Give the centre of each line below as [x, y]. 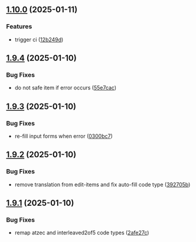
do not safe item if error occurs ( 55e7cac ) [66, 88]
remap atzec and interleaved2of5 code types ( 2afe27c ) [82, 233]
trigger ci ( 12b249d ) [39, 39]
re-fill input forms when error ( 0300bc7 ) [64, 136]
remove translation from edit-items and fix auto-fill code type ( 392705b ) [102, 184]
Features [19, 27]
